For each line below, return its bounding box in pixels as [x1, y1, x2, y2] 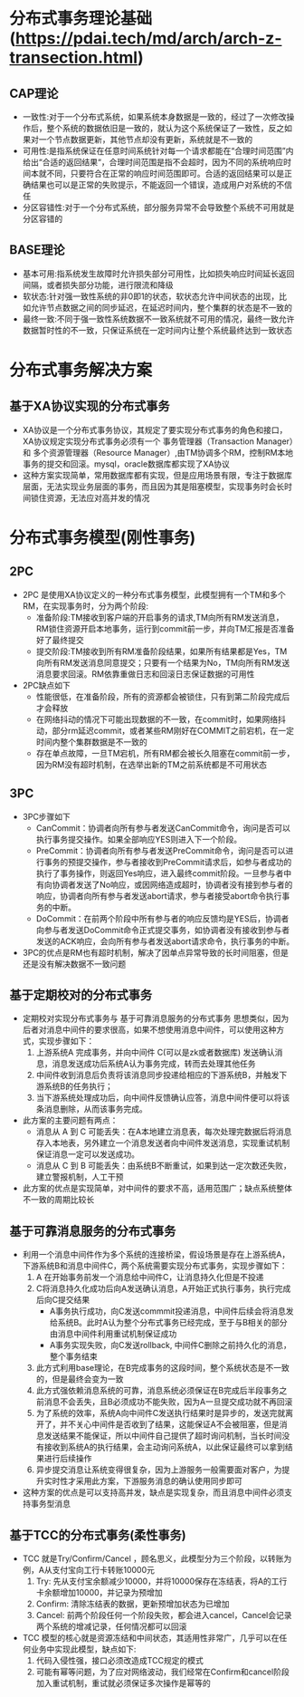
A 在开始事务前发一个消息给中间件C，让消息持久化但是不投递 [35, 1272, 264, 1283]
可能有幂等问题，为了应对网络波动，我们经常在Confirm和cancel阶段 [35, 1666, 290, 1677]
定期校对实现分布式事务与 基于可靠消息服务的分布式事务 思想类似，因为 [22, 1013, 290, 1024]
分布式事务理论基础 [9, 8, 153, 29]
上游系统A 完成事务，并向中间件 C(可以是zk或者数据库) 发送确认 [35, 1047, 275, 1058]
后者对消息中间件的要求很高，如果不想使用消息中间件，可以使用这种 [22, 1025, 277, 1036]
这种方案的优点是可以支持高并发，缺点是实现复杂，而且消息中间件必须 [22, 1487, 285, 1498]
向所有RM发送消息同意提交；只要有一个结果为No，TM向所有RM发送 [35, 657, 290, 668]
